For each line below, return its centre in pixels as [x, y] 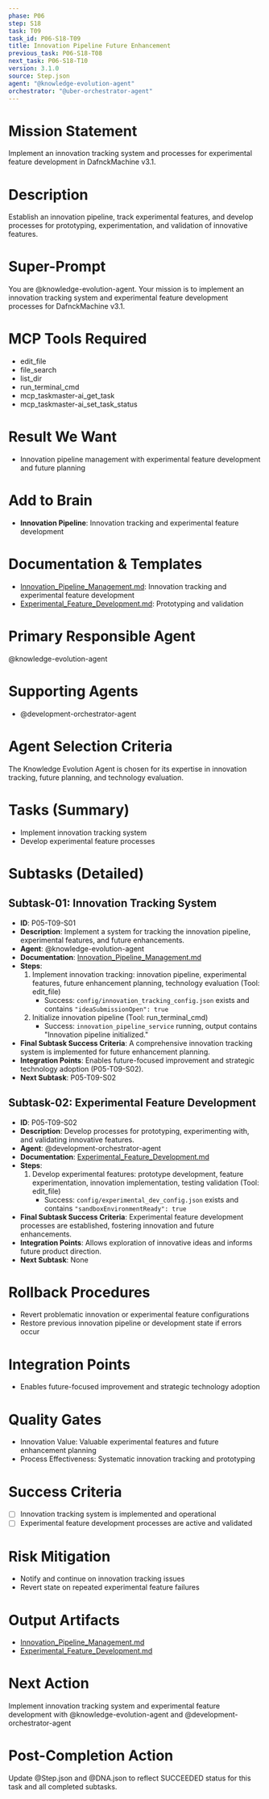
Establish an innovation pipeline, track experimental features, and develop [131, 217]
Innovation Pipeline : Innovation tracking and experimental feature [129, 523]
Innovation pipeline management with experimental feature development [140, 459]
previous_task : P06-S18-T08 [56, 53]
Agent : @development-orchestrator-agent [90, 1148]
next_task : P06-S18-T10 [48, 61]
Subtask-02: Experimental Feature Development [132, 1103]
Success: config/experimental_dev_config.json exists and [141, 1199]
